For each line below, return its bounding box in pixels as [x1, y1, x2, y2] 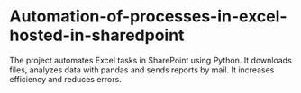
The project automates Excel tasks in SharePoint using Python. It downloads [9, 55, 293, 65]
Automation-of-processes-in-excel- [9, 6, 287, 27]
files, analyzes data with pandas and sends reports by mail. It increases [9, 64, 275, 75]
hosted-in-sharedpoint [9, 25, 185, 46]
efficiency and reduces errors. [9, 73, 122, 84]
